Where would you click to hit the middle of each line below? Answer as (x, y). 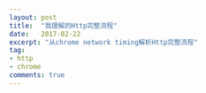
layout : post (33, 17)
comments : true (37, 75)
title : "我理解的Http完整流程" (63, 26)
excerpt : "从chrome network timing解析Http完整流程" (103, 42)
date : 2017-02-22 (45, 34)
